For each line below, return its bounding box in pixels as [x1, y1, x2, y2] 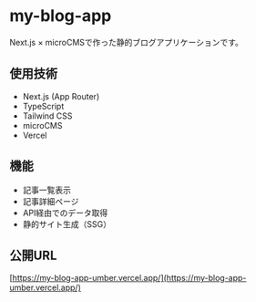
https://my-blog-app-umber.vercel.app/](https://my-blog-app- [12, 273, 247, 284]
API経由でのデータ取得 [22, 207, 108, 218]
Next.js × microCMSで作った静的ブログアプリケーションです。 [9, 36, 244, 47]
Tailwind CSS [22, 110, 73, 121]
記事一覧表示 [22, 184, 71, 195]
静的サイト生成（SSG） [22, 218, 112, 229]
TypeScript [22, 100, 65, 111]
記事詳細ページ [22, 195, 79, 206]
